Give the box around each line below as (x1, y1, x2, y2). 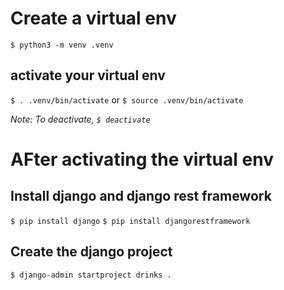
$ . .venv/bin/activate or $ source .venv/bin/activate (10, 93, 244, 106)
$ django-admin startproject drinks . (10, 270, 172, 280)
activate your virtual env (10, 67, 166, 84)
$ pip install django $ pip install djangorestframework (10, 216, 251, 226)
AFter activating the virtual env (10, 148, 274, 171)
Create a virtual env (10, 7, 177, 30)
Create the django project (10, 243, 173, 261)
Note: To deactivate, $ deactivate (10, 113, 151, 125)
